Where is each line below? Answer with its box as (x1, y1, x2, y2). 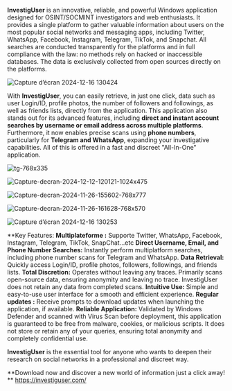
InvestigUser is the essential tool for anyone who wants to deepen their (7, 348, 212, 356)
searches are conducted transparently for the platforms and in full (7, 43, 195, 51)
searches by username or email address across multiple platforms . (7, 121, 204, 129)
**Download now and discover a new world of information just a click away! (7, 369, 225, 376)
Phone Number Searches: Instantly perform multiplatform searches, (7, 246, 203, 254)
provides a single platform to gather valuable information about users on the (7, 21, 224, 28)
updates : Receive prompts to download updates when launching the (7, 297, 204, 306)
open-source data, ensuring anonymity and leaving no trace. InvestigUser (7, 275, 218, 284)
